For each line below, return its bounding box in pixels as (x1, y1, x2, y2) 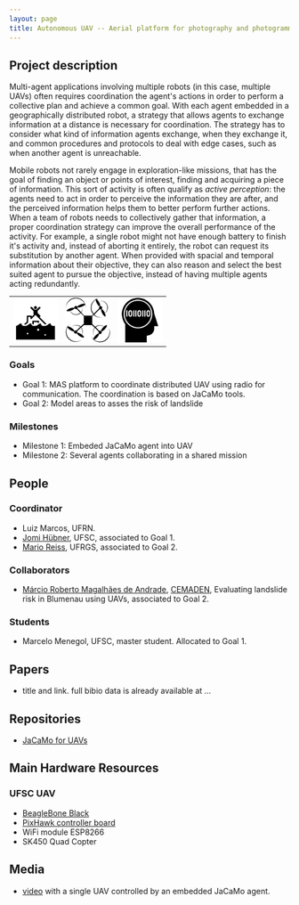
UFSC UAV (9, 787, 56, 800)
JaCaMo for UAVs (21, 735, 88, 746)
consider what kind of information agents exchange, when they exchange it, (9, 129, 287, 140)
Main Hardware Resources (9, 761, 159, 776)
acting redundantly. (9, 279, 80, 289)
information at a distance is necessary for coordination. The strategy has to (9, 119, 286, 130)
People (9, 476, 49, 491)
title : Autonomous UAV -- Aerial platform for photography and (9, 23, 249, 33)
